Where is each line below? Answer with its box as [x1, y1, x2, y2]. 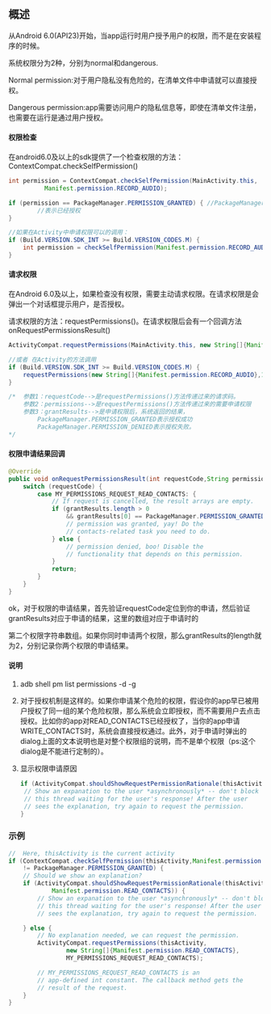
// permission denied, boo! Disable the [65, 543, 204, 551]
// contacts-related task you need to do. [65, 527, 211, 535]
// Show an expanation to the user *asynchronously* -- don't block [23, 787, 260, 795]
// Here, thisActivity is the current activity [8, 849, 175, 857]
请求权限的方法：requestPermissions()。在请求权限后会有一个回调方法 [8, 316, 242, 326]
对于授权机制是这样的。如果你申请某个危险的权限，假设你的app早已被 [19, 696, 252, 705]
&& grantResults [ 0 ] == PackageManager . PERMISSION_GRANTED [65, 513, 265, 521]
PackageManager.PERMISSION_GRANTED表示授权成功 [37, 416, 193, 424]
